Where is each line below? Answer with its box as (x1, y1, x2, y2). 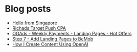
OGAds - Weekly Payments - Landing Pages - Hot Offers (12, 30, 132, 36)
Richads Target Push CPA (12, 25, 66, 31)
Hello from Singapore (12, 20, 57, 26)
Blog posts (5, 3, 51, 15)
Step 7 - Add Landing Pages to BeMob (12, 36, 94, 42)
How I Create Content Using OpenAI (12, 41, 88, 47)
